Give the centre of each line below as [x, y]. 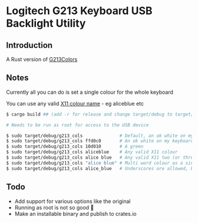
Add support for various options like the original [72, 201]
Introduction [29, 45]
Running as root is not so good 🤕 [54, 207]
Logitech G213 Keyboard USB [79, 11]
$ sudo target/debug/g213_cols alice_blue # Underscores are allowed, [97, 168]
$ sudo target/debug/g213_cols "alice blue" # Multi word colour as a [95, 163]
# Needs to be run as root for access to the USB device [77, 125]
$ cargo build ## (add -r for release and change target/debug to [89, 114]
